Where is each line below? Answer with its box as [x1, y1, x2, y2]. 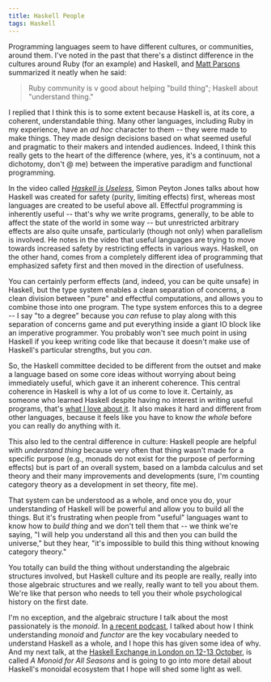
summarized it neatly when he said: [8, 67, 127, 77]
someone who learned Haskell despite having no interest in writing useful [8, 395, 253, 405]
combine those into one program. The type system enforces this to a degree [8, 302, 263, 311]
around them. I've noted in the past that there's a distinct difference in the [8, 50, 254, 60]
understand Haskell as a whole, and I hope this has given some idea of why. [8, 638, 261, 648]
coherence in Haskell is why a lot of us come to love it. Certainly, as [8, 386, 233, 396]
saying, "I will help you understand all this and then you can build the [8, 529, 238, 539]
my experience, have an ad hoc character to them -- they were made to [8, 125, 248, 134]
